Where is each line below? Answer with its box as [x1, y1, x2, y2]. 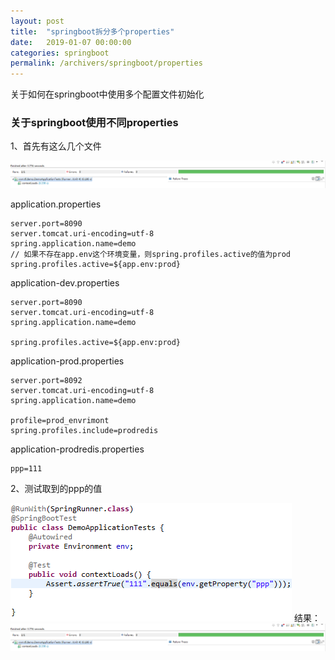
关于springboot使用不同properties [10, 116, 179, 130]
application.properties [10, 198, 102, 210]
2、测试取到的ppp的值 [10, 483, 103, 495]
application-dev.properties [10, 277, 120, 289]
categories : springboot [10, 48, 110, 58]
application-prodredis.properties [10, 443, 145, 455]
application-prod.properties [10, 355, 125, 367]
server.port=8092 [10, 376, 83, 386]
